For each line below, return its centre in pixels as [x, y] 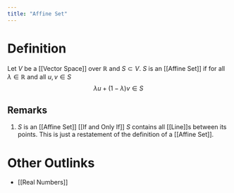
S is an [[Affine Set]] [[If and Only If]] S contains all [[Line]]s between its [122, 127]
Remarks [27, 110]
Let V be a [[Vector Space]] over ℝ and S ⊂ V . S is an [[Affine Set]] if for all [116, 68]
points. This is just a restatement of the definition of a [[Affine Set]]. [116, 135]
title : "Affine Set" [38, 14]
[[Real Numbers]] [43, 182]
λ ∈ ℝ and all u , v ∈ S [39, 76]
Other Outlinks [51, 163]
